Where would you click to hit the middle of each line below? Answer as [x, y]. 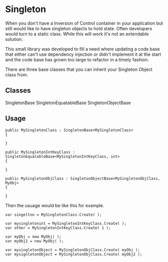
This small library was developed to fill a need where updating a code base [82, 49]
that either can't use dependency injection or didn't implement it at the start [83, 54]
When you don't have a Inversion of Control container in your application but [84, 23]
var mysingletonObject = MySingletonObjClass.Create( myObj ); [73, 250]
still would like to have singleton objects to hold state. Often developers [79, 28]
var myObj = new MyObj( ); [33, 237]
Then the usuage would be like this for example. [55, 205]
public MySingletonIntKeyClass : [40, 152]
